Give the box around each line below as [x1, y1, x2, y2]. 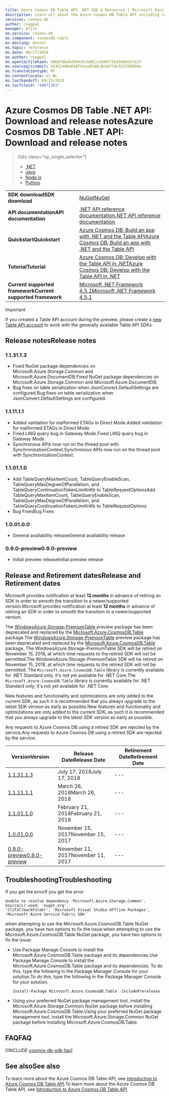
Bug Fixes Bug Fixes [12, 508, 54, 514]
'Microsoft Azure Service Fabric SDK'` [5, 912, 90, 917]
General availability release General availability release [12, 532, 125, 538]
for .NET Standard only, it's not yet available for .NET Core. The [5, 672, 136, 679]
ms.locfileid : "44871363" [5, 83, 60, 88]
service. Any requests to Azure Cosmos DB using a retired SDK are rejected [5, 730, 162, 736]
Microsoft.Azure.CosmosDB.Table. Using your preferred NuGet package [12, 1008, 162, 1014]
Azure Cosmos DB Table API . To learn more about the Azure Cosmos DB [5, 1081, 155, 1087]
